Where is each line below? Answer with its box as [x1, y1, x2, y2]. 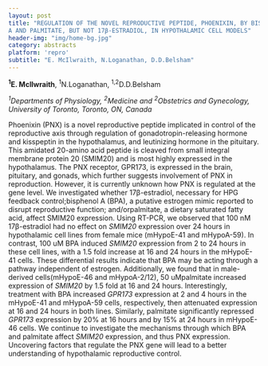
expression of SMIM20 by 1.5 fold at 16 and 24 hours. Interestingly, [8, 281, 227, 291]
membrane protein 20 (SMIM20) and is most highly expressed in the [8, 154, 233, 163]
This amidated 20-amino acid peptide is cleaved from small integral [8, 145, 230, 155]
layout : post [8, 11, 52, 20]
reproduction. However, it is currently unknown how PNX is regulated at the [8, 179, 256, 189]
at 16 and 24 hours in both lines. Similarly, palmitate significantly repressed [8, 306, 254, 316]
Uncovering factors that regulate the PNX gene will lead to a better [8, 340, 227, 350]
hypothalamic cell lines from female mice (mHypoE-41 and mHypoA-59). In [8, 230, 254, 240]
